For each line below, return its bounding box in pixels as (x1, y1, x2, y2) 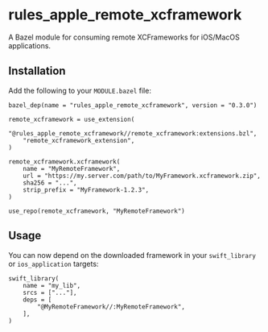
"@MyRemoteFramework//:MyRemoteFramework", (37, 302, 185, 311)
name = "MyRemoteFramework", (23, 164, 121, 172)
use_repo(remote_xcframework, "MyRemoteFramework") (8, 207, 185, 215)
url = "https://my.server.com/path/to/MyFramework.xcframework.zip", (23, 172, 262, 180)
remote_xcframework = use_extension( (8, 115, 135, 123)
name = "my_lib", (23, 281, 81, 289)
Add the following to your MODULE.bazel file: (8, 85, 151, 95)
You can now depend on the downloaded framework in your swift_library (8, 250, 256, 259)
